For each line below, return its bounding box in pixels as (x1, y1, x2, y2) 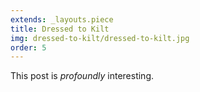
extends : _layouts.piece (10, 14, 114, 25)
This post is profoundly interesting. (10, 70, 154, 82)
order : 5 (10, 42, 47, 53)
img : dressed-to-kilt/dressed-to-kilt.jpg (10, 33, 190, 43)
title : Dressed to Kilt (10, 24, 110, 34)
